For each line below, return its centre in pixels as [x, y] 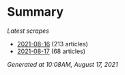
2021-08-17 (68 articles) [51, 51]
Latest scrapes [28, 31]
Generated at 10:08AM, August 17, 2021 [62, 64]
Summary [35, 12]
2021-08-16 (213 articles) [53, 44]
